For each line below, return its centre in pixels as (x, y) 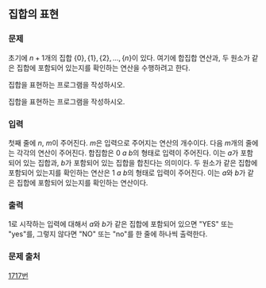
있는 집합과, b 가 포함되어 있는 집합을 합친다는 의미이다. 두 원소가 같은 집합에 (140, 162)
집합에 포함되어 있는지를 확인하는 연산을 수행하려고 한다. (103, 68)
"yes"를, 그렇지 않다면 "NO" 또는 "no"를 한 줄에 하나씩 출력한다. (108, 234)
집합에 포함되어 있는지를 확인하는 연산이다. (82, 182)
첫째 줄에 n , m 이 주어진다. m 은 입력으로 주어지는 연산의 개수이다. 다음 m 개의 (126, 142)
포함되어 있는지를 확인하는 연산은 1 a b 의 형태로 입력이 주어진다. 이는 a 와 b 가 (127, 173)
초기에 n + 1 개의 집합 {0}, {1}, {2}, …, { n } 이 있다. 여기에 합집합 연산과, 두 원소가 (129, 57)
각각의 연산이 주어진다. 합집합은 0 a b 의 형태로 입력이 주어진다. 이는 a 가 (127, 153)
